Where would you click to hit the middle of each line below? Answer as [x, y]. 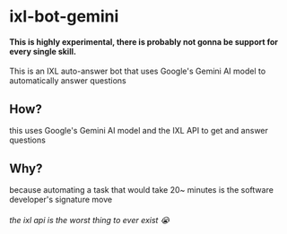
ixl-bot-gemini [64, 17]
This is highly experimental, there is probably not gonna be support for [143, 41]
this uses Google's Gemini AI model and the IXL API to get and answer [139, 131]
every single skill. [43, 51]
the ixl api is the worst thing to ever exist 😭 [90, 220]
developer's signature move [61, 200]
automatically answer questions [68, 81]
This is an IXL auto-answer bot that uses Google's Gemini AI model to [138, 71]
